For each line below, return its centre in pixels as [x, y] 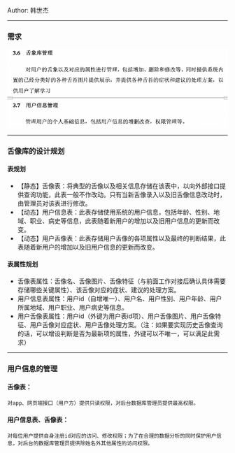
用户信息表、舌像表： [38, 419]
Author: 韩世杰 [28, 10]
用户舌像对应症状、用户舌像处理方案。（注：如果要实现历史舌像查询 [126, 324]
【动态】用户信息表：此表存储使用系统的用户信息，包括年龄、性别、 [115, 212]
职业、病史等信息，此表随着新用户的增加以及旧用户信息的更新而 [122, 221]
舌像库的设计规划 [36, 151]
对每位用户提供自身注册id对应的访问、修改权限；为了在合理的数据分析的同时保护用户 [112, 436]
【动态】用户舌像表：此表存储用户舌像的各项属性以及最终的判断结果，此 [121, 238]
